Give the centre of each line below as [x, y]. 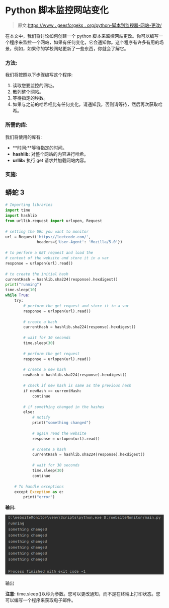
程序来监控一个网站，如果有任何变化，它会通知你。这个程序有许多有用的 [84, 42]
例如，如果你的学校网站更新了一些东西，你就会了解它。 [71, 48]
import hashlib [21, 216]
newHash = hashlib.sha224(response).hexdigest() [75, 375]
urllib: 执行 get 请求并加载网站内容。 [51, 160]
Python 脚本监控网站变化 [57, 10]
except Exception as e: [39, 492]
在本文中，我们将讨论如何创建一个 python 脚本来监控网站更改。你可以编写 [82, 36]
